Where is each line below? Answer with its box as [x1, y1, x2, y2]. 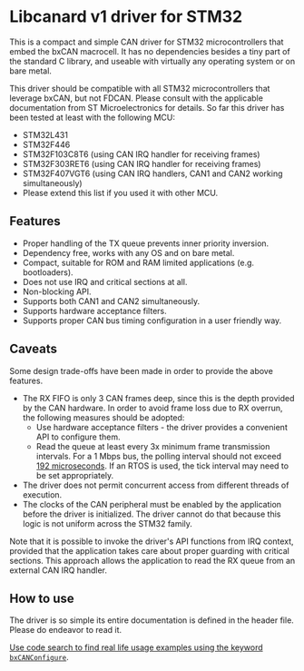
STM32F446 [22, 139, 71, 150]
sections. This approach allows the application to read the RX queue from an [9, 555, 296, 566]
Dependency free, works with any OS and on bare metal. [22, 247, 235, 258]
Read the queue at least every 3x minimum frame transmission [35, 440, 270, 451]
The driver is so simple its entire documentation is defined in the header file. [9, 615, 295, 626]
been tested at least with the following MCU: [9, 112, 175, 123]
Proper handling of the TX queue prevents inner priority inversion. [22, 238, 270, 249]
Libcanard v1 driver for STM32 [9, 6, 243, 27]
